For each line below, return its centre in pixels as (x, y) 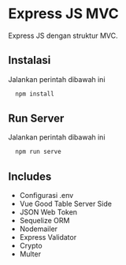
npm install (35, 94)
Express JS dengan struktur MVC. (63, 35)
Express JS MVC (64, 14)
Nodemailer (38, 229)
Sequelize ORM (44, 221)
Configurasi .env (46, 196)
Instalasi (30, 60)
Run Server (36, 119)
